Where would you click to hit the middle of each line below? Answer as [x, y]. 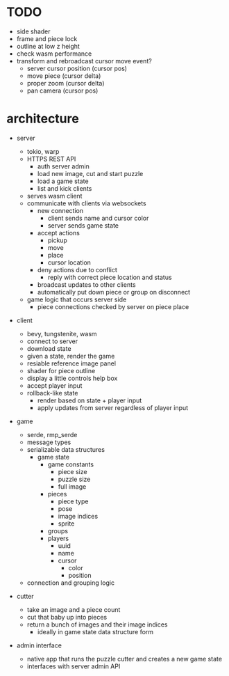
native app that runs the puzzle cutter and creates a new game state [125, 659]
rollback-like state [52, 393]
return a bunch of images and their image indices [97, 624]
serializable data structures [66, 449]
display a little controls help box [72, 378]
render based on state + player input [90, 400]
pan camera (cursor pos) [62, 91]
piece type [73, 501]
